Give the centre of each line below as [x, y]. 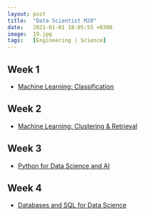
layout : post [27, 14]
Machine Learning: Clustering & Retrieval [77, 126]
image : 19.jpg [30, 34]
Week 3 [25, 149]
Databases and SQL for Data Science [72, 205]
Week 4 [25, 188]
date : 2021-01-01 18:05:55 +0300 [60, 27]
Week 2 [25, 109]
